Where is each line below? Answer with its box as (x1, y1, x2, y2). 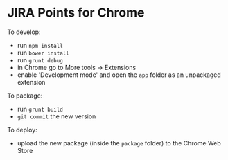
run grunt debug (17, 55, 64, 64)
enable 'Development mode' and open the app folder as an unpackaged (17, 71, 222, 79)
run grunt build (17, 105, 64, 113)
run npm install (17, 41, 64, 49)
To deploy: (7, 125, 37, 134)
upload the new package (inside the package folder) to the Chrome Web (17, 139, 221, 147)
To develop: (7, 28, 41, 36)
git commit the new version (17, 112, 96, 121)
